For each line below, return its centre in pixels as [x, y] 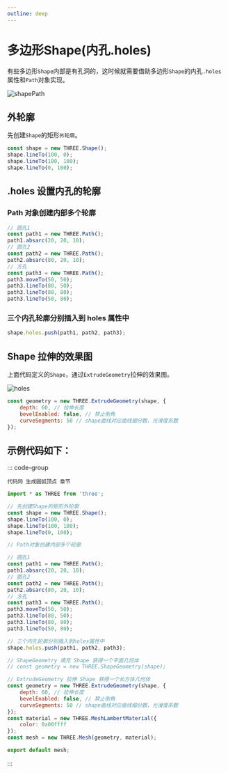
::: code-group [28, 468]
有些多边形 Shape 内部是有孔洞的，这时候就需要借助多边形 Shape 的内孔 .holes [114, 71]
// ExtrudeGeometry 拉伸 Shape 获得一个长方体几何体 [79, 680]
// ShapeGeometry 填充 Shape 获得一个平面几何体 [73, 660]
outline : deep [28, 14]
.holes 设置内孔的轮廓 [54, 191]
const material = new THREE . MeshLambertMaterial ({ [82, 718]
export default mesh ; [39, 750]
